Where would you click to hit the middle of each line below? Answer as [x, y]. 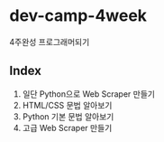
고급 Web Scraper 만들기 [67, 128]
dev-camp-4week [78, 16]
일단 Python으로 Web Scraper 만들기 [89, 94]
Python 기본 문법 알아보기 [68, 116]
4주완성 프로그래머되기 [50, 42]
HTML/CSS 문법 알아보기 [67, 105]
